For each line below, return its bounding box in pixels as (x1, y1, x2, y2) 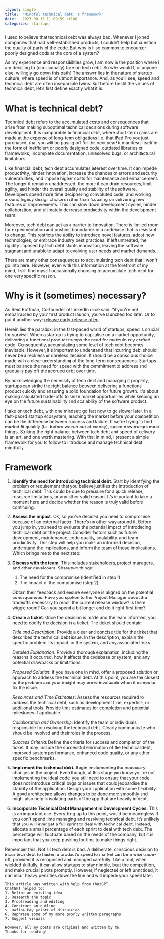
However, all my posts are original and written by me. (5, 925, 121, 930)
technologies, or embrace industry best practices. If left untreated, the (5, 237, 147, 243)
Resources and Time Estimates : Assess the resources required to (12, 694, 144, 700)
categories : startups (5, 21, 49, 26)
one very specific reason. (5, 273, 57, 279)
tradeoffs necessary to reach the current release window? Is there (12, 600, 146, 606)
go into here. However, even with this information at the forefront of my (5, 262, 148, 268)
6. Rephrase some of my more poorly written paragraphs (5, 912, 121, 917)
